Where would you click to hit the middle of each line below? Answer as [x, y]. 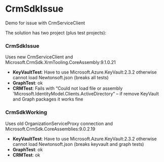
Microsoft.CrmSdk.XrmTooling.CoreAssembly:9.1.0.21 [60, 62]
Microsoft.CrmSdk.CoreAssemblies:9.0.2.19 [50, 129]
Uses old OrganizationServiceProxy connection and [59, 123]
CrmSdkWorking [26, 112]
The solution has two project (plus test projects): [56, 33]
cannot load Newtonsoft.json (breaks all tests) [60, 78]
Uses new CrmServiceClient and [39, 57]
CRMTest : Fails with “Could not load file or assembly [68, 88]
